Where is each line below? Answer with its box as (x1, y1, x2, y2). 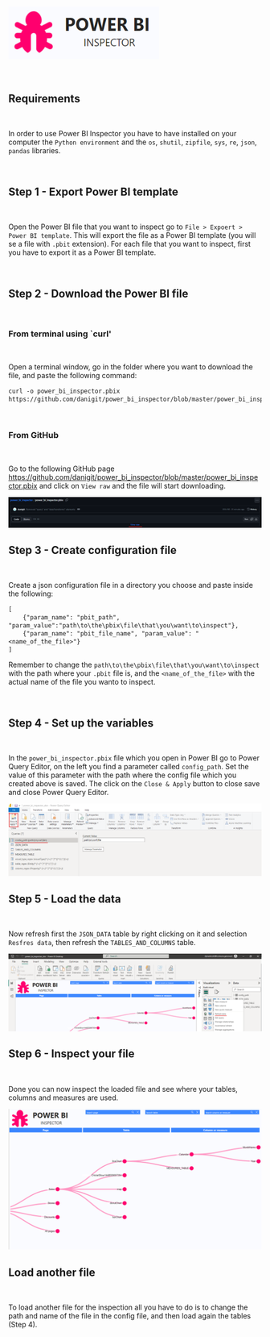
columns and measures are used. (8, 1093, 119, 1102)
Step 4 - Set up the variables (8, 716, 154, 730)
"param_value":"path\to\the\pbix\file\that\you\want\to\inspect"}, (8, 622, 239, 630)
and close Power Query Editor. (8, 788, 109, 798)
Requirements (8, 91, 80, 106)
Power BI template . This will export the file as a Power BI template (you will (8, 231, 256, 240)
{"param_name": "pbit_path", (22, 614, 121, 622)
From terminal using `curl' (8, 328, 112, 339)
